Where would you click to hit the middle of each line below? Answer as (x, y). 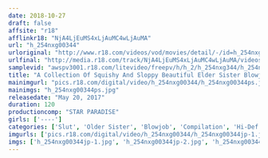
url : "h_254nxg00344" (44, 45)
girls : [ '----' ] (35, 120)
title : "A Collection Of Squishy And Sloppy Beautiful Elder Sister (124, 75)
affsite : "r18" (33, 30)
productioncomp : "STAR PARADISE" (64, 113)
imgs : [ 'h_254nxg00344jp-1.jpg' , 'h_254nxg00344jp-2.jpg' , (108, 142)
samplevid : (26, 68)
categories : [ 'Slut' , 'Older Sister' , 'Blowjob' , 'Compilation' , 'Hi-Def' (135, 127)
